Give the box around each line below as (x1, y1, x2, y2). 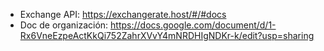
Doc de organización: (19, 19, 109, 31)
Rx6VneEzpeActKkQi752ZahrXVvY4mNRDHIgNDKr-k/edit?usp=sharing (19, 30, 315, 41)
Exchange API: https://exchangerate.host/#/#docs (19, 9, 227, 20)
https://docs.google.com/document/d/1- (110, 19, 277, 31)
